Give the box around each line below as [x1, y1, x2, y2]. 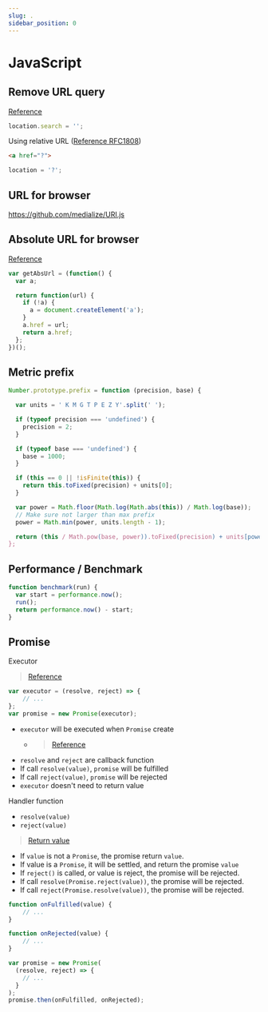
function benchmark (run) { [8, 584, 98, 592]
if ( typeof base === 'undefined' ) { [15, 444, 137, 452]
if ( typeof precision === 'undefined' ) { [15, 416, 156, 424]
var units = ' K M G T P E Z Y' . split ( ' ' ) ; [15, 401, 166, 409]
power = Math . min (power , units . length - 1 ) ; [15, 518, 166, 526]
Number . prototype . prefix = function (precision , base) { [8, 387, 202, 395]
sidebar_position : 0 [8, 19, 77, 27]
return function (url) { [15, 291, 94, 300]
